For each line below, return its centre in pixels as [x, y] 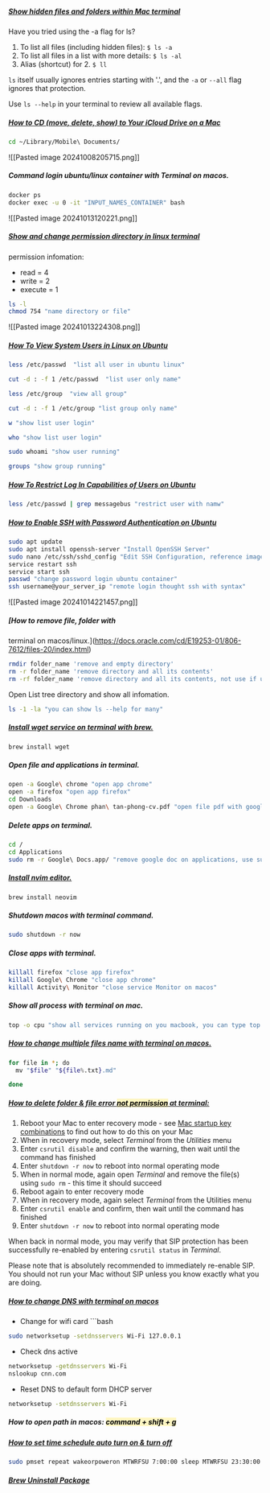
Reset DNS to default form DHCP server [86, 1389]
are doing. [25, 1283]
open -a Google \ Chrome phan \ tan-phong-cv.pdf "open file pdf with [125, 807]
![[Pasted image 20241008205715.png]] [74, 157]
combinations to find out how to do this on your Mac [106, 1132]
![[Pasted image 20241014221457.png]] [73, 602]
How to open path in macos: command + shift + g [92, 1422]
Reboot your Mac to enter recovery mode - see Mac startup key [125, 1124]
